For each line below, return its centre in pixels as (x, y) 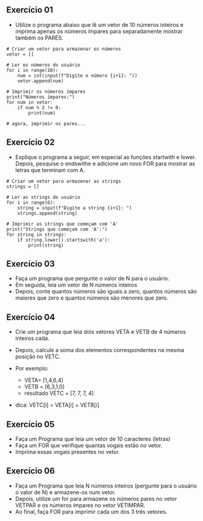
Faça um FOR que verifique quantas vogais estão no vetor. (89, 445)
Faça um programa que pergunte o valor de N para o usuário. (92, 278)
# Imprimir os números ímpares (46, 92)
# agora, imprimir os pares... (46, 124)
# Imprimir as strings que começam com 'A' (62, 224)
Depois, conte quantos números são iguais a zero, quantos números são (106, 292)
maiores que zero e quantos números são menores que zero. (92, 298)
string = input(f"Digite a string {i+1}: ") (75, 208)
